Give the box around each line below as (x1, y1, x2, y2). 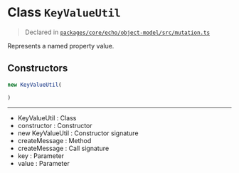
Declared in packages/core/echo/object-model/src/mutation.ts (24, 28, 211, 36)
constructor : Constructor (17, 121, 92, 130)
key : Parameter (17, 151, 65, 160)
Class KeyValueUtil (7, 4, 121, 21)
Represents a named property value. (7, 41, 115, 50)
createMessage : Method (17, 136, 92, 145)
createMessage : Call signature (17, 144, 110, 152)
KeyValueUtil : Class (17, 113, 77, 122)
